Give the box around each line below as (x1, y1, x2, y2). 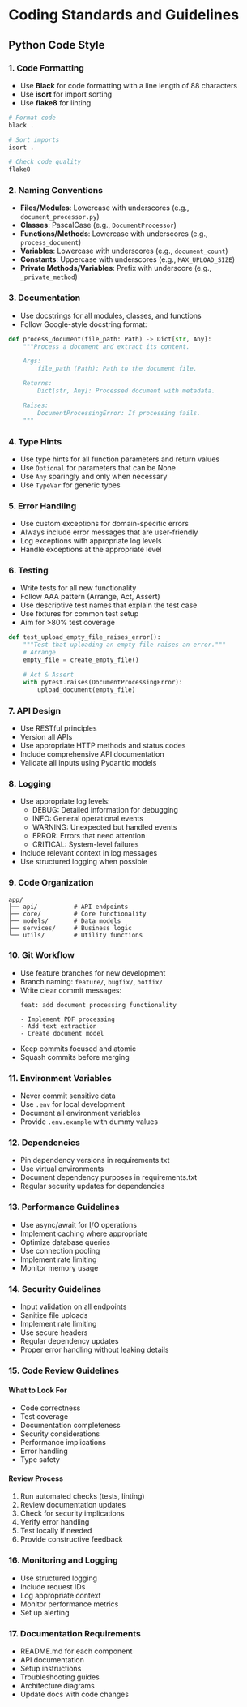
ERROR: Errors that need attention (32, 831, 146, 841)
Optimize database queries (19, 1237, 111, 1246)
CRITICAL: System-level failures (32, 839, 139, 849)
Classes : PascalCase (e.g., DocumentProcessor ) (19, 221, 177, 230)
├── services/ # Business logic (8, 924, 132, 932)
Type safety (19, 1455, 61, 1465)
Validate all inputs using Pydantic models (19, 757, 157, 767)
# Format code (8, 114, 57, 122)
